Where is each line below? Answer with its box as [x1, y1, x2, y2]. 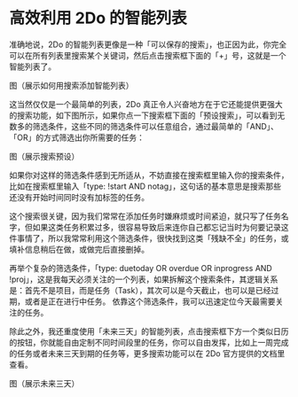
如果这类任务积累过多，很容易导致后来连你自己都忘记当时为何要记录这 [32, 222, 289, 232]
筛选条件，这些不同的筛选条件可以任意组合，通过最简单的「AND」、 [32, 121, 279, 131]
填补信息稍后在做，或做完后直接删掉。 [9, 244, 149, 254]
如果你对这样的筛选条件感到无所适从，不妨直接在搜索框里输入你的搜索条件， [9, 169, 289, 180]
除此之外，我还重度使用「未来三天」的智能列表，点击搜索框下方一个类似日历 [9, 325, 289, 337]
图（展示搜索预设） [9, 151, 80, 161]
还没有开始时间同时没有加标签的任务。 [9, 191, 149, 202]
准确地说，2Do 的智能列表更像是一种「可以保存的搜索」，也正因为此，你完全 [9, 39, 286, 50]
